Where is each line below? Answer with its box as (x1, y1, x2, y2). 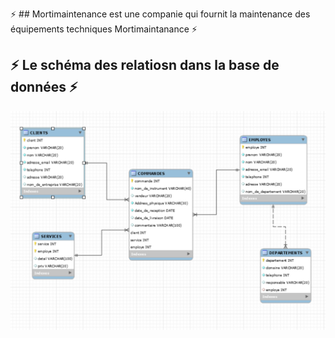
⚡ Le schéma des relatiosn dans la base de (10, 57, 280, 74)
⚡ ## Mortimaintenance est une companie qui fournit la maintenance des (10, 8, 311, 20)
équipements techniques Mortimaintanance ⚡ (10, 23, 198, 35)
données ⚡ (10, 79, 78, 96)
